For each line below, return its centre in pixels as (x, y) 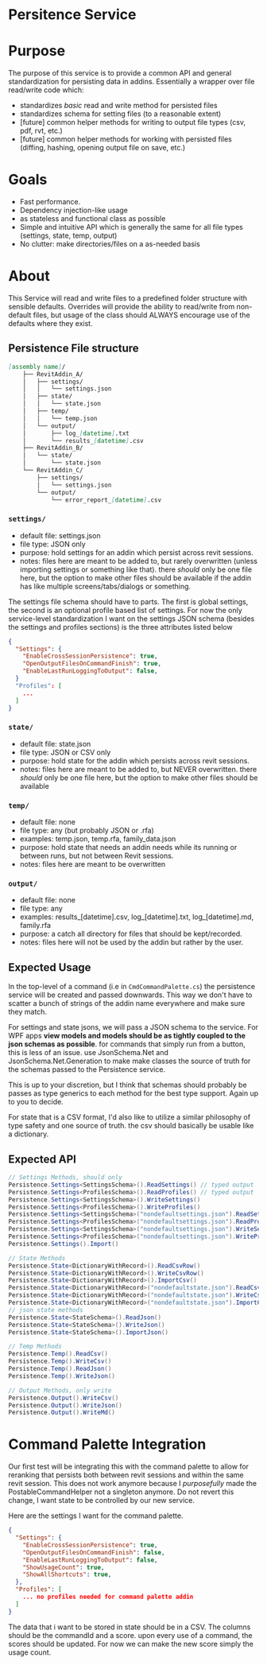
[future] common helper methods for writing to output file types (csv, (133, 122)
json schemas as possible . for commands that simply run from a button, (127, 1044)
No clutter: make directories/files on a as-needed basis (110, 244)
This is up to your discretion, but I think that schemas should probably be (128, 1085)
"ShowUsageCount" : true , (64, 1567)
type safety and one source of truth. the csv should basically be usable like (131, 1126)
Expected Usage (50, 967)
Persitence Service (72, 15)
